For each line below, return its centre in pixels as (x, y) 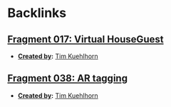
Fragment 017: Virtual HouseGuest (85, 39)
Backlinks (37, 13)
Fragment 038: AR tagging (68, 78)
